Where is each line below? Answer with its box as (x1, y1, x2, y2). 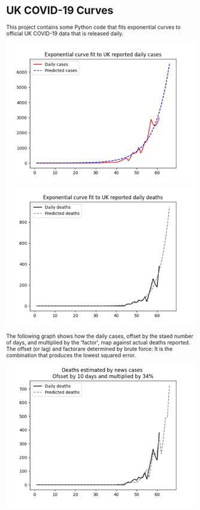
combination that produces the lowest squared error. (6, 352, 136, 359)
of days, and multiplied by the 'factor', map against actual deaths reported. (6, 338, 190, 346)
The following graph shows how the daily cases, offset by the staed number (6, 332, 193, 340)
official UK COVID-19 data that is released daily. (6, 29, 124, 37)
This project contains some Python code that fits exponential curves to (6, 23, 181, 31)
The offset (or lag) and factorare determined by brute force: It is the (6, 345, 173, 352)
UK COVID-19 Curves (6, 4, 114, 17)
